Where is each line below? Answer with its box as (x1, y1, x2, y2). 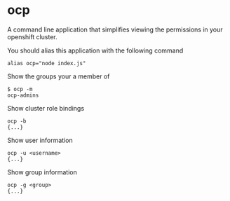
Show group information (7, 167, 77, 176)
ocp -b (7, 118, 27, 125)
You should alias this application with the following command (7, 46, 184, 55)
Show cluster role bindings (7, 104, 85, 112)
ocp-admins (7, 92, 39, 99)
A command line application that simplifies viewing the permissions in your (7, 25, 223, 34)
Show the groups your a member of (7, 72, 110, 81)
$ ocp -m (7, 85, 33, 92)
